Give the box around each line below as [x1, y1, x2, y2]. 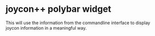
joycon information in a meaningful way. [5, 25, 87, 31]
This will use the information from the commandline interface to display [5, 20, 151, 26]
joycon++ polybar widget [5, 3, 112, 15]
